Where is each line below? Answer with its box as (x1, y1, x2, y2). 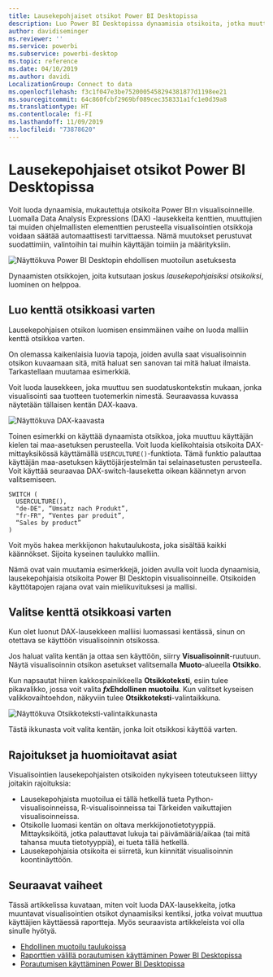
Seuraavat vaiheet (8, 878, 103, 892)
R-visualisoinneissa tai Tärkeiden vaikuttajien (80, 803, 232, 813)
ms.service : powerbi (8, 42, 79, 50)
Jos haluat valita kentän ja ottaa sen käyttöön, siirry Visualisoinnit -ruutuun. (8, 651, 262, 661)
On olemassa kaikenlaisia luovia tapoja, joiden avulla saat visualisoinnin (8, 349, 247, 359)
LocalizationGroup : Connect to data (8, 80, 132, 88)
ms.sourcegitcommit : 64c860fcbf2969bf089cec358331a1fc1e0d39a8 (8, 95, 227, 103)
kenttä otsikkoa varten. (8, 333, 85, 343)
